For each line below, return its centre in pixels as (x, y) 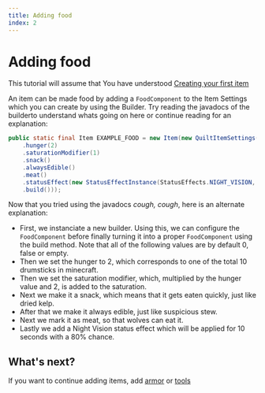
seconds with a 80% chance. (67, 337)
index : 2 (22, 23)
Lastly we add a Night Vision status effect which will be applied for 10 (132, 328)
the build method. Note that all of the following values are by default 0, (134, 245)
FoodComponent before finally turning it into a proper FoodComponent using (136, 236)
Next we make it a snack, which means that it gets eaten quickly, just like (138, 295)
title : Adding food (40, 15)
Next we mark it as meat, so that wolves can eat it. (101, 321)
